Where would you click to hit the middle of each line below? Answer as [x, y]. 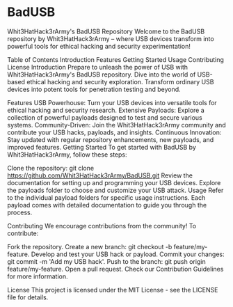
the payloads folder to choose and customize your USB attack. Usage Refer [115, 190]
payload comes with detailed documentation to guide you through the [107, 205]
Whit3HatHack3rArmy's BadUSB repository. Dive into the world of [102, 74]
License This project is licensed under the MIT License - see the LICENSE [113, 290]
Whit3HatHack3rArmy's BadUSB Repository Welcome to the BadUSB [106, 31]
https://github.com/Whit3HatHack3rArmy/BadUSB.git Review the [100, 175]
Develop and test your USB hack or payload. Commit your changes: [128, 254]
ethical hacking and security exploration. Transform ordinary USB [120, 81]
